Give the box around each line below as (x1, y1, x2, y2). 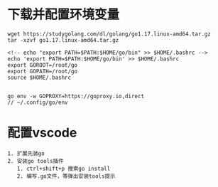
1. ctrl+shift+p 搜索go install (16, 165, 111, 172)
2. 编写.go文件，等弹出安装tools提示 (16, 172, 116, 180)
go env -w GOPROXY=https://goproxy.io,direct (7, 92, 144, 100)
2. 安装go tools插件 (7, 157, 64, 164)
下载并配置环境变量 (7, 6, 120, 23)
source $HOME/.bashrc (7, 74, 72, 81)
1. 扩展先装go (7, 150, 45, 157)
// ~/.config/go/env (7, 99, 69, 106)
